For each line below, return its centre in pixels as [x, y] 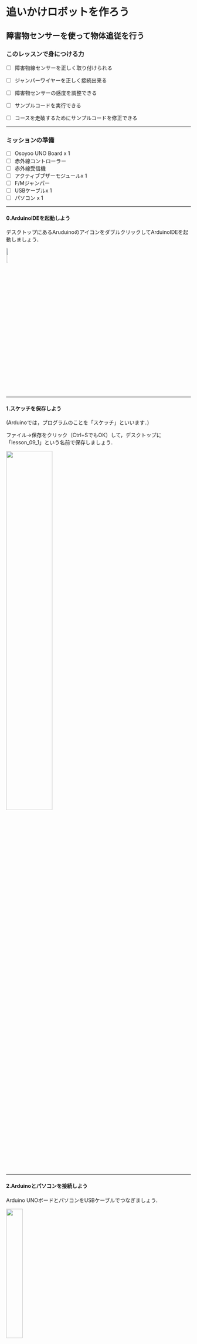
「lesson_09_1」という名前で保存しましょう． [61, 443]
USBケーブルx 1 [33, 190]
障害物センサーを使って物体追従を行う [75, 36]
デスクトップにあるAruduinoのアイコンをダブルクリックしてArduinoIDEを [95, 232]
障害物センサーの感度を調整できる [56, 93]
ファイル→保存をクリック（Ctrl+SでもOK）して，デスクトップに [84, 435]
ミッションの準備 [30, 140]
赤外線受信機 [30, 168]
